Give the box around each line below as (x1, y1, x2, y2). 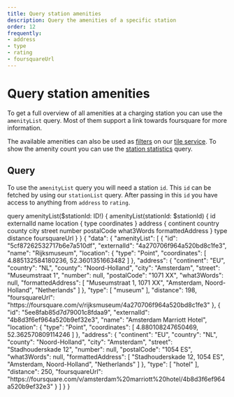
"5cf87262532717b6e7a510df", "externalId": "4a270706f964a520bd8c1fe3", (7, 241, 227, 250)
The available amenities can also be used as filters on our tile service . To (7, 137, 217, 145)
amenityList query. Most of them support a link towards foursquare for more (7, 116, 227, 124)
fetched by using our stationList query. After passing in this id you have (7, 190, 218, 199)
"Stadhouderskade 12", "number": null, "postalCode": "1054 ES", (7, 345, 193, 353)
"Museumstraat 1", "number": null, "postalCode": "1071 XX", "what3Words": (7, 271, 224, 279)
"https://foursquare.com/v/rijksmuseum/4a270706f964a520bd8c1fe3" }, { (7, 301, 221, 309)
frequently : (7, 29, 42, 37)
